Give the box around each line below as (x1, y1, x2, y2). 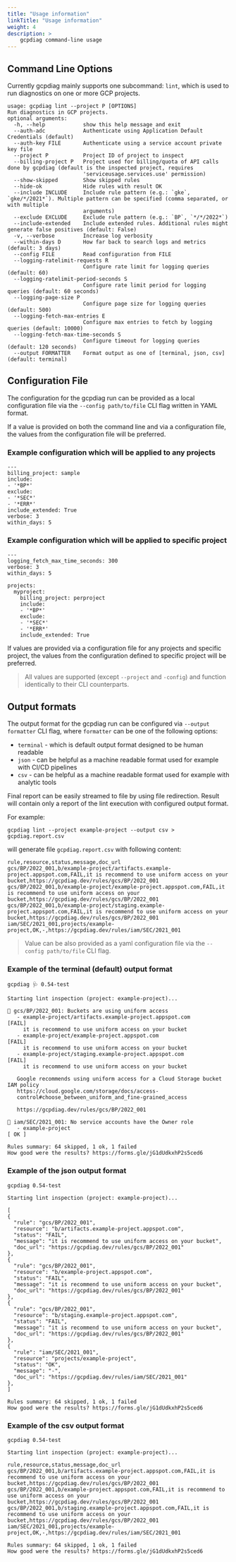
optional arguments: (7, 114, 68, 122)
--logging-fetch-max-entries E (13, 312, 106, 320)
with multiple (7, 201, 49, 208)
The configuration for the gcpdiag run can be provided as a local (7, 393, 195, 402)
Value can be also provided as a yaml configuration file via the (24, 939, 206, 948)
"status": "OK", (13, 1361, 61, 1368)
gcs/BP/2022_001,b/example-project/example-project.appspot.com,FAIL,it (7, 884, 225, 891)
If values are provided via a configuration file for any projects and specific (7, 644, 222, 653)
